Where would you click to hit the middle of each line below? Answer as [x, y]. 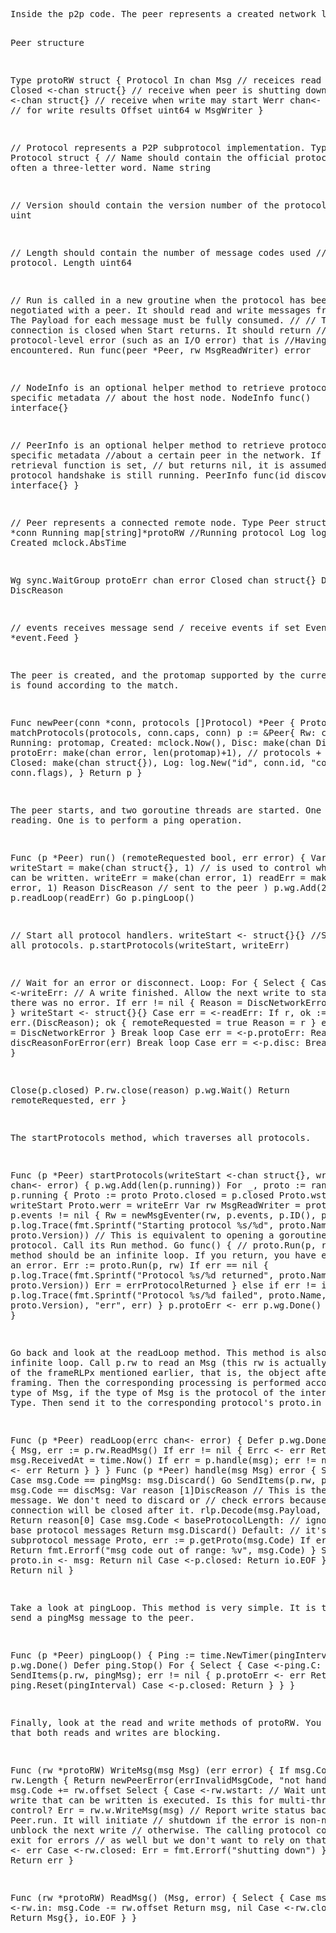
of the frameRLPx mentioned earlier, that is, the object [155, 1372]
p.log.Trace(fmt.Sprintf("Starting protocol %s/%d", [142, 1225]
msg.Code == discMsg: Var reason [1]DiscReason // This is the [168, 1490]
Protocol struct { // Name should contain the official [150, 157]
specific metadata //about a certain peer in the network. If [166, 455]
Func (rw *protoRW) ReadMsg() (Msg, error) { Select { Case [161, 1897]
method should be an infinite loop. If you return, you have [163, 1255]
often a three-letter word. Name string [111, 167]
